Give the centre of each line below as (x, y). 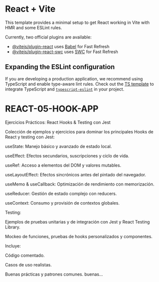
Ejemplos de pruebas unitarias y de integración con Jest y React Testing (77, 222)
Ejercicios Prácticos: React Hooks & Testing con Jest (58, 122)
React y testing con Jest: (30, 137)
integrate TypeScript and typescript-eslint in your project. (65, 89)
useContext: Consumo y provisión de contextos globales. (62, 203)
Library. (13, 227)
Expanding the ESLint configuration (60, 67)
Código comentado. (25, 255)
